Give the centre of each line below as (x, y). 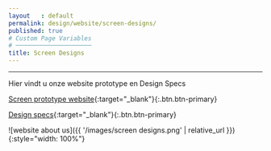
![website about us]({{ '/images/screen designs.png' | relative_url (117, 130)
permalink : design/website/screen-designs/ (83, 23)
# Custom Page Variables (50, 38)
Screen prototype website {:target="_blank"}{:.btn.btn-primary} (113, 99)
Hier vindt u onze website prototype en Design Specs (97, 84)
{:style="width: (33, 139)
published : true (35, 31)
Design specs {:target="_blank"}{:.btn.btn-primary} (93, 114)
